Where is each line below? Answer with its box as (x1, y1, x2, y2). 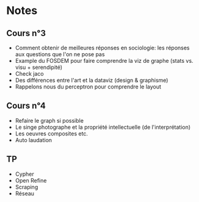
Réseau (15, 190, 35, 197)
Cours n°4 (6, 101, 46, 111)
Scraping (15, 183, 38, 190)
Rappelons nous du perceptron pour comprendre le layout (15, 83, 162, 90)
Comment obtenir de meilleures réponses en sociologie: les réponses (15, 44, 190, 51)
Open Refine (15, 176, 47, 184)
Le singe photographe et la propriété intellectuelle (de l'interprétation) (15, 123, 191, 131)
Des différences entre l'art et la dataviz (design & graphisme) (15, 77, 168, 84)
